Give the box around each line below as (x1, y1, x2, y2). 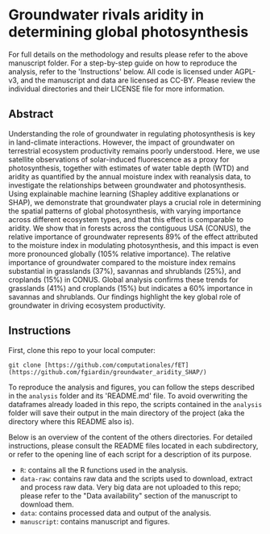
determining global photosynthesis (8, 23, 249, 41)
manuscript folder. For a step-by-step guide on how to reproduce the (8, 58, 238, 68)
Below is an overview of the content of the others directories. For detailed (8, 432, 253, 442)
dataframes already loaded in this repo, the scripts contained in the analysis (8, 399, 263, 409)
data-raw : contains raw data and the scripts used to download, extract (19, 473, 253, 483)
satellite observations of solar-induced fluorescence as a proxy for (8, 154, 230, 164)
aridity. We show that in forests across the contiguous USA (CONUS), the (8, 223, 251, 233)
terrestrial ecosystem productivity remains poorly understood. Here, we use (8, 145, 260, 155)
